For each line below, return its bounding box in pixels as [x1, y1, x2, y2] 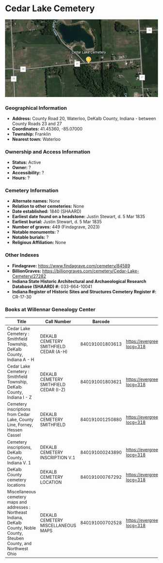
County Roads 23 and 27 [12, 120, 62, 127]
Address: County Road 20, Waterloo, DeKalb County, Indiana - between [12, 115, 156, 121]
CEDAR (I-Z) [40, 387, 66, 393]
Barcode [92, 319, 110, 324]
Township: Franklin [12, 131, 51, 137]
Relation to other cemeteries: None [12, 203, 84, 209]
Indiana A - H [7, 357, 34, 362]
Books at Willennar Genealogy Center [5, 306, 96, 313]
